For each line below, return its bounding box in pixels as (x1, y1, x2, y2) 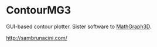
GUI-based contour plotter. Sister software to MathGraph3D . (6, 23, 152, 30)
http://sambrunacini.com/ (6, 34, 67, 41)
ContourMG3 (6, 4, 71, 17)
